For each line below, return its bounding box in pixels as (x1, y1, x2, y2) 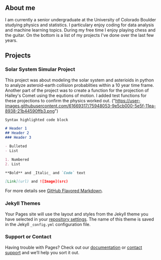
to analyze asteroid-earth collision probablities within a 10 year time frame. (5, 82, 154, 88)
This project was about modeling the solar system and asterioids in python (5, 77, 154, 83)
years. (5, 37, 18, 43)
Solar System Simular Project (5, 66, 75, 73)
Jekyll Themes (5, 200, 41, 207)
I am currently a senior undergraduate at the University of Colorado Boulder (5, 16, 156, 22)
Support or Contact (5, 233, 52, 240)
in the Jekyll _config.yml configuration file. (5, 221, 91, 227)
